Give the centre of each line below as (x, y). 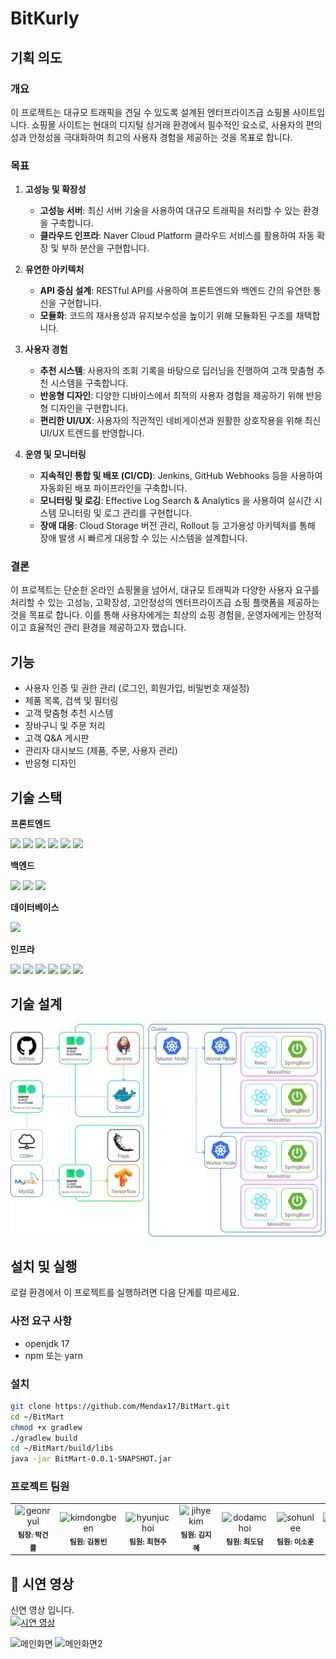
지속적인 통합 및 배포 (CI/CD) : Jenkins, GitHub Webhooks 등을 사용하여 (181, 476)
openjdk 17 (47, 1343)
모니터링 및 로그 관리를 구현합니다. (125, 513)
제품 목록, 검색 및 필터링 (71, 701)
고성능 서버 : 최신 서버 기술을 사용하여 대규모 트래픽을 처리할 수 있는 (170, 211)
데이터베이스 (35, 908)
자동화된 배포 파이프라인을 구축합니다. (113, 488)
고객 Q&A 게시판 (57, 738)
